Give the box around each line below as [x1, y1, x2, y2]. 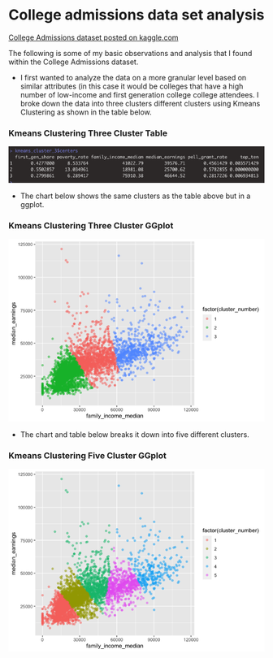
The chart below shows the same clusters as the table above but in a [19, 191, 251, 201]
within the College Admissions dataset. [8, 57, 139, 67]
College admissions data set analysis [8, 6, 265, 24]
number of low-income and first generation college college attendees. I [19, 89, 259, 99]
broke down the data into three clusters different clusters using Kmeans [19, 98, 261, 108]
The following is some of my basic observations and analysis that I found [8, 48, 253, 58]
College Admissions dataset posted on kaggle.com [8, 32, 179, 42]
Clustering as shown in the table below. [19, 107, 152, 117]
